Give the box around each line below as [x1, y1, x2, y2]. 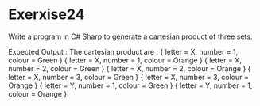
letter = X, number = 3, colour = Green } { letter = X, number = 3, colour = [8, 72, 249, 81]
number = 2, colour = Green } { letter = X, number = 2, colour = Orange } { [8, 63, 251, 73]
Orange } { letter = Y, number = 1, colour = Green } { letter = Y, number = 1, [8, 81, 253, 90]
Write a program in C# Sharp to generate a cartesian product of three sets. [8, 32, 253, 41]
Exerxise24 [8, 6, 85, 24]
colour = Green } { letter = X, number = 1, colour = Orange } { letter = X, [8, 55, 243, 65]
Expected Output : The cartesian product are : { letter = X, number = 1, [8, 47, 239, 56]
